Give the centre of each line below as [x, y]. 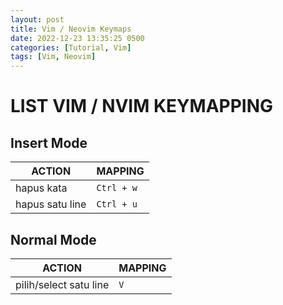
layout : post [37, 19]
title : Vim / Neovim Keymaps [71, 29]
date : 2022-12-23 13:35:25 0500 [77, 38]
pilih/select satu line [62, 284]
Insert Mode [49, 142]
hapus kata [41, 188]
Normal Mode [53, 239]
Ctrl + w [117, 188]
